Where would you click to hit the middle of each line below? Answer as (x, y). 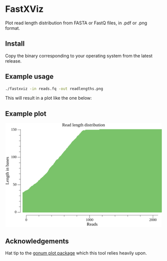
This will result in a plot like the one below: (48, 98)
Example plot (26, 113)
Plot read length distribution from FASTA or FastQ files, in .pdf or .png (76, 23)
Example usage (29, 77)
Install (15, 44)
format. (13, 28)
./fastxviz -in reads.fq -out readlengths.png (54, 89)
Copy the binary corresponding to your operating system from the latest (79, 56)
